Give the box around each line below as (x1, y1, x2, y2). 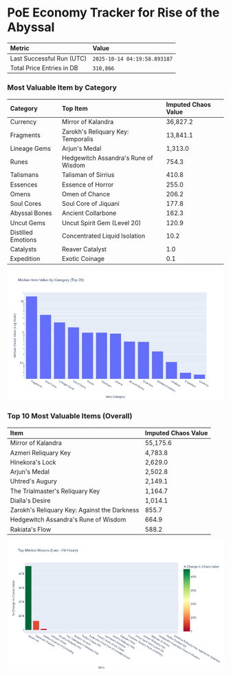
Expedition (10, 255, 41, 263)
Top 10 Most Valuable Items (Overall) (7, 411, 133, 421)
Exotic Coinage (61, 255, 105, 263)
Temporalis (61, 134, 94, 143)
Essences (10, 180, 38, 189)
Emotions (10, 236, 37, 244)
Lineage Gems (10, 144, 52, 152)
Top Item (61, 104, 88, 112)
